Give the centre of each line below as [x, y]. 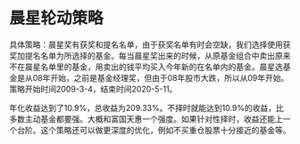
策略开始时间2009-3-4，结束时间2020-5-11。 [93, 89]
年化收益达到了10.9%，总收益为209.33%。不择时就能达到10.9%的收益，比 [146, 108]
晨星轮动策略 [57, 18]
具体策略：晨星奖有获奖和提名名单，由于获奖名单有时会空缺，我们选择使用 [146, 44]
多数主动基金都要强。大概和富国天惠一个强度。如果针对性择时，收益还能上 [146, 119]
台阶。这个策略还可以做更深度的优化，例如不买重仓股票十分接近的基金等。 [154, 130]
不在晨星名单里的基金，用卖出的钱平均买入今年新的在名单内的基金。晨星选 [146, 67]
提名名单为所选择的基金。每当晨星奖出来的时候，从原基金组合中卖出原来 [158, 55]
